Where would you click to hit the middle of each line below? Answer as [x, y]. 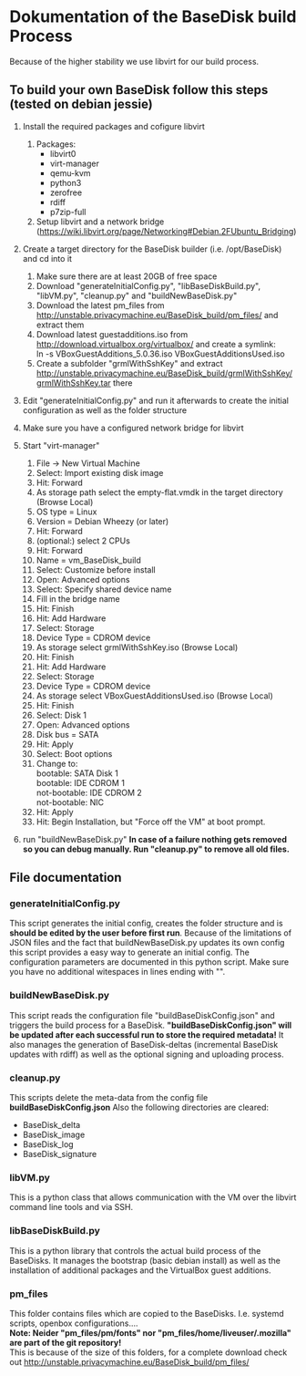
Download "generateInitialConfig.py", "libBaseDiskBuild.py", [148, 285]
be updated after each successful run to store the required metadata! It [147, 1035]
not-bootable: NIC [70, 802]
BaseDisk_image [54, 1135]
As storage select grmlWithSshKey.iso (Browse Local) [137, 647]
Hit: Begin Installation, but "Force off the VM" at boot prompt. [151, 822]
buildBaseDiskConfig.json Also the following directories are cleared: [139, 1107]
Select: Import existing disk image [100, 472]
